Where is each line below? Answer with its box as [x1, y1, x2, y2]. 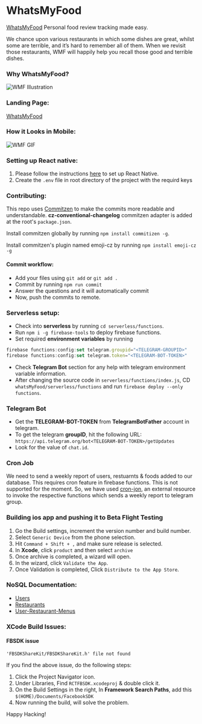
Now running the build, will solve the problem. [14, 699, 130, 706]
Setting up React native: [6, 156, 78, 165]
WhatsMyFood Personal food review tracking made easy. [6, 24, 148, 31]
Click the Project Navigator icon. [14, 673, 95, 680]
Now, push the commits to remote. [14, 293, 101, 301]
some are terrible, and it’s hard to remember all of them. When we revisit [6, 42, 186, 49]
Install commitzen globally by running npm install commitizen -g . [6, 230, 170, 237]
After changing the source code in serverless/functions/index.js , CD [14, 376, 191, 383]
